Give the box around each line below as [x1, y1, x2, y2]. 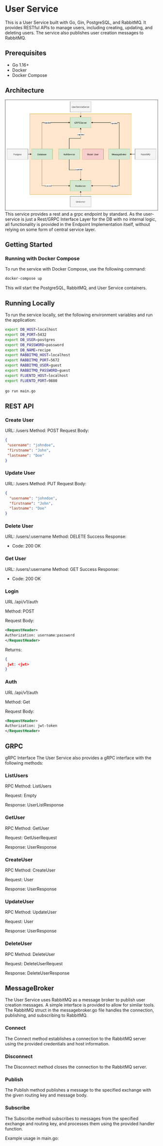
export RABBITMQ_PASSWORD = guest [5, 368, 70, 373]
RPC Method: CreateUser [5, 867, 56, 873]
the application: [5, 317, 36, 323]
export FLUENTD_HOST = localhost [5, 373, 68, 378]
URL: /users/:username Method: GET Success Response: [5, 566, 119, 572]
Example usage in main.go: [5, 1135, 59, 1141]
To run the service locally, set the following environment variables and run [5, 312, 153, 318]
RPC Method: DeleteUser [5, 951, 55, 957]
